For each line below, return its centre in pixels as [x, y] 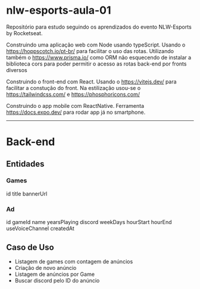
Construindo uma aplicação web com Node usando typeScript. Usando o [96, 45]
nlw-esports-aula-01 [59, 10]
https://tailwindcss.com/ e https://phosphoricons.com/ [73, 94]
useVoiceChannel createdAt [40, 229]
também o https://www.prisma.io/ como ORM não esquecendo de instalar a [99, 57]
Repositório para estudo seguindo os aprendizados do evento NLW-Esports [99, 27]
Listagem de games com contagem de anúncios [74, 261]
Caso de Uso [30, 247]
